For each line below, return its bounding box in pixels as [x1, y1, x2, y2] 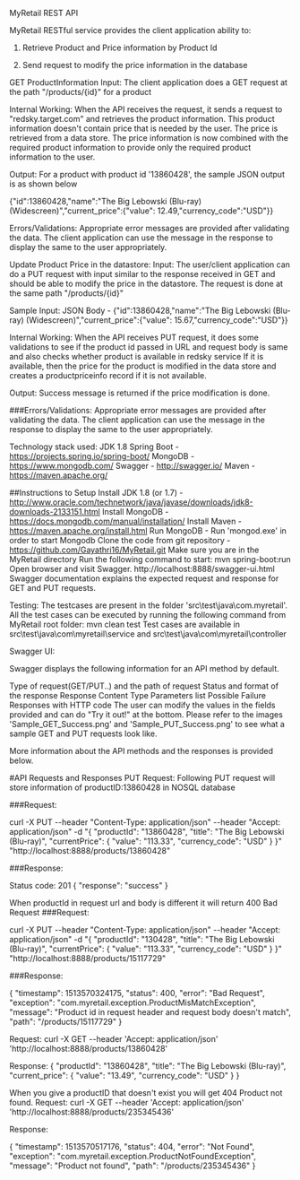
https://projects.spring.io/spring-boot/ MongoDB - [9, 451, 195, 461]
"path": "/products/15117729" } [9, 1017, 123, 1027]
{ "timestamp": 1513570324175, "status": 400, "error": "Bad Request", [9, 988, 266, 998]
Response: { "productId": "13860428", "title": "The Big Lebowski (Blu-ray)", [9, 1061, 287, 1071]
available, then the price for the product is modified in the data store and [9, 360, 277, 371]
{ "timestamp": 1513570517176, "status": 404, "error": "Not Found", [9, 1141, 255, 1151]
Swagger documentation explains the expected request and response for [9, 573, 279, 584]
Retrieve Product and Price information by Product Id [21, 42, 218, 53]
